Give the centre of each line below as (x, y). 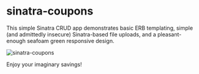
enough (16, 41)
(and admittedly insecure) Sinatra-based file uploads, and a (81, 34)
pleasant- (169, 34)
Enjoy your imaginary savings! (44, 64)
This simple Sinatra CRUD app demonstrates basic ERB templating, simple (100, 28)
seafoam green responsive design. (70, 41)
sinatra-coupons (50, 11)
